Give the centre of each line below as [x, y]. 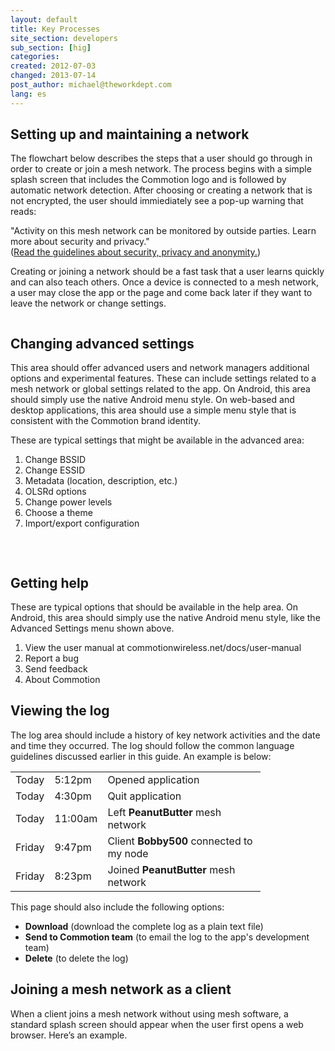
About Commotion [62, 680]
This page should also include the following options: [117, 907]
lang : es [28, 94]
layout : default [44, 19]
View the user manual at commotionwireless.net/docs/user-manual [163, 648]
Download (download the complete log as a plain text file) [144, 926]
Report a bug [51, 658]
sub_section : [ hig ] [51, 47]
